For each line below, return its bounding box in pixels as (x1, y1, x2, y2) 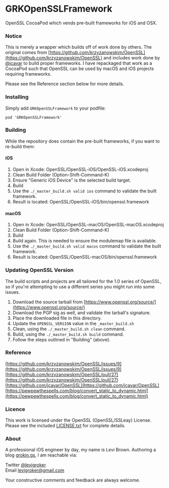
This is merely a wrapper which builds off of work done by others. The (5, 44, 152, 50)
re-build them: (5, 143, 35, 150)
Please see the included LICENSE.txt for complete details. (5, 423, 125, 429)
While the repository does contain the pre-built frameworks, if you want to (5, 138, 160, 144)
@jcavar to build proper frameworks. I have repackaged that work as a (5, 60, 152, 66)
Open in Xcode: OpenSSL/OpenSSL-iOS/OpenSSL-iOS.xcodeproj (12, 166, 148, 172)
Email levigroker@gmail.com (5, 467, 65, 473)
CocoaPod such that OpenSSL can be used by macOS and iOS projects (5, 65, 154, 72)
